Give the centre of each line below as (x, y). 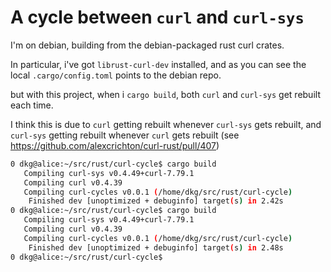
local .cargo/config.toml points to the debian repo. (116, 75)
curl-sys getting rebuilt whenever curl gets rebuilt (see (125, 135)
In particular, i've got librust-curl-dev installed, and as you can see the (158, 64)
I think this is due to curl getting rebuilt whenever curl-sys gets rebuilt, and (166, 124)
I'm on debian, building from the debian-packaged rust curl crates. (147, 45)
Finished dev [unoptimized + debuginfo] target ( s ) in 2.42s (156, 201)
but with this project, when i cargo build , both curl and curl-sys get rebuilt (165, 94)
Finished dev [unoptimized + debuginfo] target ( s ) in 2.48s (156, 247)
